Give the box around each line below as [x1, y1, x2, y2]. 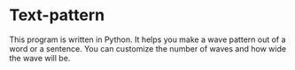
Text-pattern [9, 5, 105, 25]
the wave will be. [9, 52, 71, 63]
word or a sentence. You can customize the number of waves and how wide [9, 43, 286, 53]
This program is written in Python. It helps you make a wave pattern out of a [9, 34, 286, 45]
